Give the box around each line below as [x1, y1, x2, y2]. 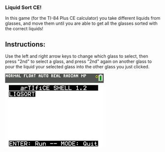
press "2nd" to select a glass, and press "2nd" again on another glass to [5, 58, 152, 64]
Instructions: [5, 40, 46, 49]
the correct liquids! [5, 26, 43, 32]
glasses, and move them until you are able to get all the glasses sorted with [5, 20, 158, 26]
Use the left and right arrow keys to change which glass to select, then [5, 53, 149, 59]
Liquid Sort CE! [5, 4, 42, 11]
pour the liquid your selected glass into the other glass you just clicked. [5, 64, 150, 70]
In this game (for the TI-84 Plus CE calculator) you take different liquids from [5, 15, 161, 21]
